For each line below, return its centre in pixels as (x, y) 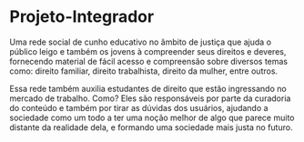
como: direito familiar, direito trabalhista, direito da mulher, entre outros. (144, 71)
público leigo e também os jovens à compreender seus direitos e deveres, (148, 51)
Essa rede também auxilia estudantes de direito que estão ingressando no (148, 88)
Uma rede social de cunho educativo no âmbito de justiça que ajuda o (140, 42)
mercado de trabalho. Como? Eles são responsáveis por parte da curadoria (150, 98)
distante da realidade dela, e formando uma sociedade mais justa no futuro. (151, 127)
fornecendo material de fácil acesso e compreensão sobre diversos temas (149, 61)
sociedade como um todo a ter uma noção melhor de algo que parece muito (152, 117)
